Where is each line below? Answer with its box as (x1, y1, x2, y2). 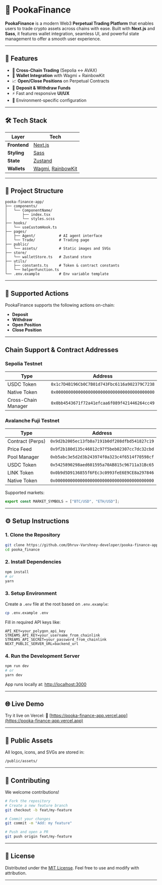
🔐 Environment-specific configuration (12, 97, 87, 103)
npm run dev (5, 664, 29, 668)
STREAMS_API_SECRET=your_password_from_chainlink (5, 637, 107, 642)
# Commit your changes (5, 816, 51, 821)
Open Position (12, 322, 41, 328)
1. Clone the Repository (5, 532, 60, 538)
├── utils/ (5, 259, 27, 264)
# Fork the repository (5, 798, 51, 804)
